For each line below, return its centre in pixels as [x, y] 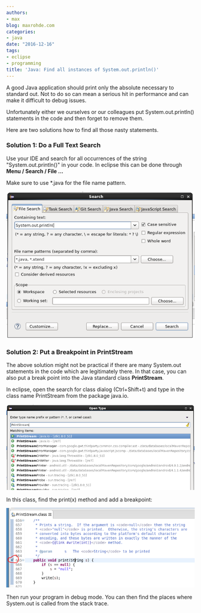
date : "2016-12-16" [31, 44]
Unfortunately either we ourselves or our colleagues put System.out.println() [100, 112]
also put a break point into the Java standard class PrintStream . [85, 378]
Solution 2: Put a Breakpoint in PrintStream [70, 352]
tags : [13, 51]
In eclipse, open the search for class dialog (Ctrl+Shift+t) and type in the [95, 389]
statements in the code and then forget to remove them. [75, 118]
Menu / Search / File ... [35, 171]
